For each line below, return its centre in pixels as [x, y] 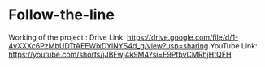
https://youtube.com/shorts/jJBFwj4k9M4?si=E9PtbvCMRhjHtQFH [120, 54]
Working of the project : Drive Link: [67, 37]
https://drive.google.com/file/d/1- [183, 37]
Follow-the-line [62, 15]
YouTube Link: [234, 45]
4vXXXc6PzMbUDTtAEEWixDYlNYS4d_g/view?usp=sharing [109, 45]
